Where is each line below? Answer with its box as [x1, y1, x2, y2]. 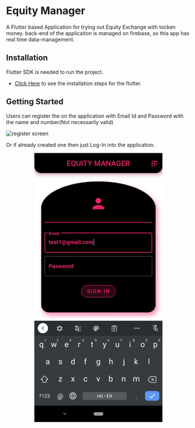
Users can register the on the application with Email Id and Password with [6, 112, 184, 119]
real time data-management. [6, 36, 75, 43]
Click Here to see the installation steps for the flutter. [14, 80, 142, 87]
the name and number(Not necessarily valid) [6, 118, 114, 125]
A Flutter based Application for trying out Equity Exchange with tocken [6, 23, 176, 30]
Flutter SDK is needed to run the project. [6, 69, 104, 76]
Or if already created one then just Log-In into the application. [6, 141, 155, 148]
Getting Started [6, 97, 64, 107]
